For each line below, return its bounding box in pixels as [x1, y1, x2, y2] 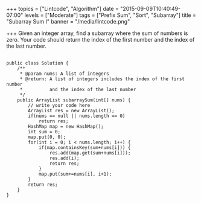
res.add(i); [49, 155, 80, 161]
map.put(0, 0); [28, 134, 66, 140]
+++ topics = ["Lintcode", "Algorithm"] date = [6, 5, 120, 12]
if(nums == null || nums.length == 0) [28, 113, 126, 119]
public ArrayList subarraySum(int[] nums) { [17, 97, 131, 103]
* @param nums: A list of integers [19, 71, 110, 77]
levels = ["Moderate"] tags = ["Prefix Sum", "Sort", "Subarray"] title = [24, 11, 196, 19]
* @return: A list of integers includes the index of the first [19, 76, 185, 82]
